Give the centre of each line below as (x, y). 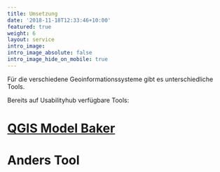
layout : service (31, 40)
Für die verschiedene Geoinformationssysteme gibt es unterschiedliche (110, 79)
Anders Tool (43, 160)
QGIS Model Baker (61, 128)
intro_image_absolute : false (50, 53)
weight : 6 (22, 33)
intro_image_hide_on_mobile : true (58, 59)
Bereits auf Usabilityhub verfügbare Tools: (68, 100)
